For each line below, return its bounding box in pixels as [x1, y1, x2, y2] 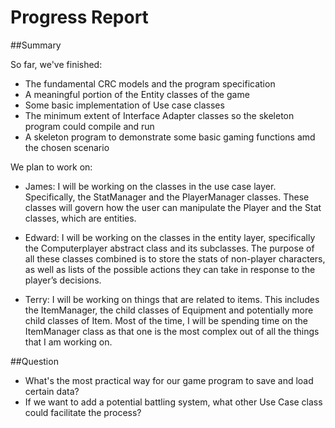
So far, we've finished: [10, 58, 103, 70]
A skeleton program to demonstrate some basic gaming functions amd [24, 131, 316, 143]
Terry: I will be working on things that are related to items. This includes [24, 293, 320, 305]
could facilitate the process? [24, 406, 142, 418]
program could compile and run [24, 120, 155, 132]
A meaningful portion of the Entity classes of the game [24, 88, 250, 100]
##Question [10, 355, 59, 367]
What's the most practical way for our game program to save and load [24, 374, 314, 386]
